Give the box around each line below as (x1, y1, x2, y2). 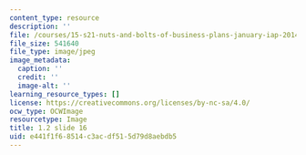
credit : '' (17, 73, 59, 82)
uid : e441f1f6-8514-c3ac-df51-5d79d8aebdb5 (9, 132, 178, 141)
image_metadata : (9, 56, 71, 65)
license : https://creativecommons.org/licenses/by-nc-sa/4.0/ (9, 98, 250, 108)
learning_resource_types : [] (9, 89, 120, 98)
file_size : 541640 (9, 38, 79, 48)
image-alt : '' (17, 81, 71, 90)
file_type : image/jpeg (9, 47, 96, 57)
